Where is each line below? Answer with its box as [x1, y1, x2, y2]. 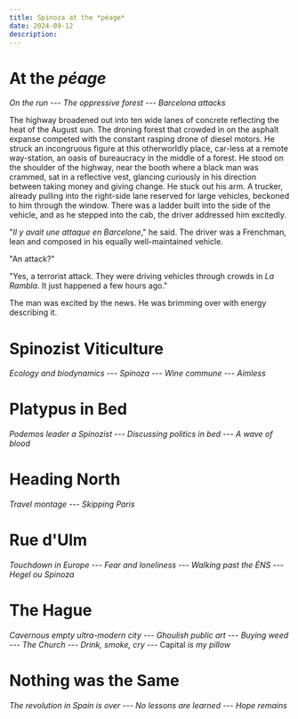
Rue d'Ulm [9, 530, 87, 550]
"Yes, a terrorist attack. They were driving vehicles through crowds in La [9, 271, 275, 282]
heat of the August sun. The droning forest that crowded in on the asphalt [9, 124, 279, 135]
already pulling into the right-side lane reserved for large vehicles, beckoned [9, 191, 290, 202]
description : [9, 29, 58, 38]
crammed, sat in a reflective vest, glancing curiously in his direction [9, 171, 256, 183]
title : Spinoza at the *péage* [9, 12, 125, 22]
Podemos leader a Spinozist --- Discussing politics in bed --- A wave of [9, 429, 273, 440]
